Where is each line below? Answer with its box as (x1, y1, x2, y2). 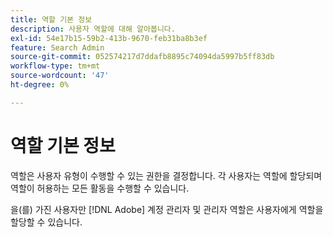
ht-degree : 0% (10, 80, 70, 90)
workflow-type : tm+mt (10, 61, 101, 71)
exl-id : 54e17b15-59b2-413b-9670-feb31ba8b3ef (10, 33, 208, 43)
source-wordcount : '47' (10, 71, 110, 81)
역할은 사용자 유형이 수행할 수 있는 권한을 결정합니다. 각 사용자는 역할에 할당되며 (10, 169, 323, 181)
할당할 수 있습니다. (10, 216, 83, 228)
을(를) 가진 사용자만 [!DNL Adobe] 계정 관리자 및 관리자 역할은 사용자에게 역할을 (10, 203, 324, 215)
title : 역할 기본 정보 (10, 14, 93, 25)
